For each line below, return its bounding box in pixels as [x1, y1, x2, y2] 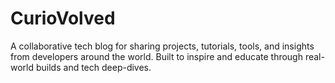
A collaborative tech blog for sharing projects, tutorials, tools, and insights [10, 40, 315, 52]
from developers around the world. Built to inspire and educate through [10, 50, 303, 62]
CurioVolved [10, 7, 116, 30]
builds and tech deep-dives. [35, 61, 152, 73]
